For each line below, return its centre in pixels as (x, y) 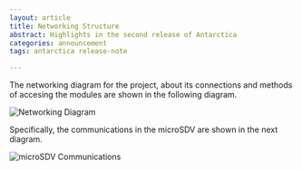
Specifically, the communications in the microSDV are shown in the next (144, 130)
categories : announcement (58, 43)
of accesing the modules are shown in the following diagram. (123, 95)
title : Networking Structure (64, 26)
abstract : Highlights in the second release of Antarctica (123, 34)
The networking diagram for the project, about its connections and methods (151, 85)
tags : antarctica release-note (68, 52)
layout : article (40, 18)
